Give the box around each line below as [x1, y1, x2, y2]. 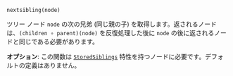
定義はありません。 [25, 61, 81, 70]
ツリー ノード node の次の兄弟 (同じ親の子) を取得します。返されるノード [6, 20, 218, 28]
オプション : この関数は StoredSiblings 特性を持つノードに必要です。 [6, 53, 206, 61]
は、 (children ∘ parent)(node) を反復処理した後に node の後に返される [6, 29, 215, 37]
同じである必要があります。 [18, 37, 99, 46]
